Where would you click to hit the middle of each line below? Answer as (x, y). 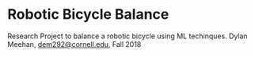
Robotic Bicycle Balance (88, 14)
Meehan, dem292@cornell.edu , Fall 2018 (74, 44)
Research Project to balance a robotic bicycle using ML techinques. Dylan (127, 36)
